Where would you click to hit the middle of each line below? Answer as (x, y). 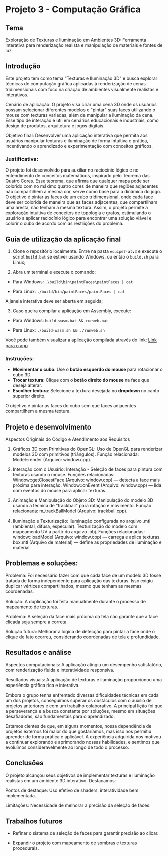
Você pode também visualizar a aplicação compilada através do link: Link (81, 340)
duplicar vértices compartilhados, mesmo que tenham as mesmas (73, 586)
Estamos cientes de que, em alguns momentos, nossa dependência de (78, 726)
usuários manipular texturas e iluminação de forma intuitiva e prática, (77, 141)
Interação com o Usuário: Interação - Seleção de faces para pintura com (88, 469)
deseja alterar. (27, 385)
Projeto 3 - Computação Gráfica (73, 9)
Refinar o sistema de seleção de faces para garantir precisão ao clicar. (86, 833)
